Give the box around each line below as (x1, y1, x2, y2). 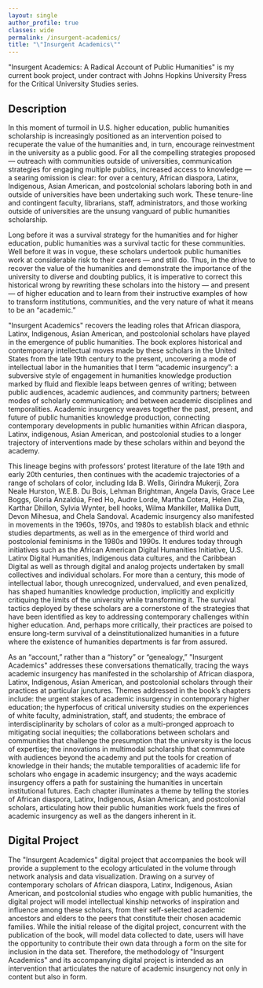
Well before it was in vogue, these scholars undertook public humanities (8, 246, 242, 256)
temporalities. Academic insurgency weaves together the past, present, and (8, 404, 254, 413)
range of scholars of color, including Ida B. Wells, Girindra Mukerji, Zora (8, 478, 239, 487)
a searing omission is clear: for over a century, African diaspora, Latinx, (8, 172, 239, 182)
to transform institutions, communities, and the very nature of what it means (8, 297, 254, 306)
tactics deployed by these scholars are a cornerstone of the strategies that (8, 603, 250, 612)
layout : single (8, 11, 58, 20)
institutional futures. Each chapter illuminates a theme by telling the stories (8, 786, 250, 795)
